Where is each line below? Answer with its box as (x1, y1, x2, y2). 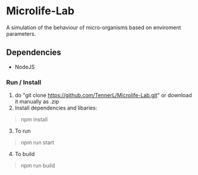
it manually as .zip (14, 98, 59, 105)
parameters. (6, 30, 36, 37)
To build (14, 151, 35, 158)
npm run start (20, 139, 55, 146)
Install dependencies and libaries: (14, 104, 98, 111)
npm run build (20, 162, 55, 169)
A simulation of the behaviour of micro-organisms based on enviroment (6, 24, 181, 31)
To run (14, 127, 31, 135)
